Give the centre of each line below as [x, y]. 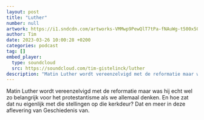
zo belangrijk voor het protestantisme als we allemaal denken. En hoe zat [97, 98]
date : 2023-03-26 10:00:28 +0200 [49, 40]
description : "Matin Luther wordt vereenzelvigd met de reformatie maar [100, 74]
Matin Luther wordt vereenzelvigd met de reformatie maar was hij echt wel [100, 91]
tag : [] [16, 52]
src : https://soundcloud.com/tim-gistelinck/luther [79, 68]
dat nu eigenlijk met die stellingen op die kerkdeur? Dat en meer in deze [96, 104]
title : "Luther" [27, 18]
